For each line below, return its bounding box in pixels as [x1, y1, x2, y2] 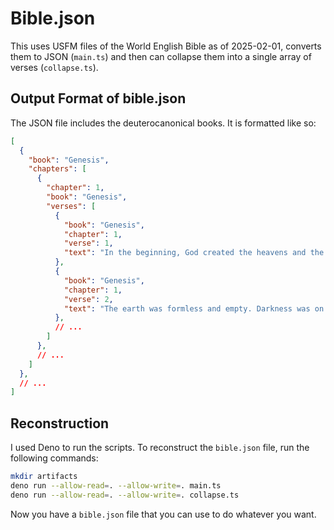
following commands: [10, 452, 99, 464]
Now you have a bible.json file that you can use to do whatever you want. [10, 508, 317, 520]
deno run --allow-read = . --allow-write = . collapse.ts [10, 490, 240, 500]
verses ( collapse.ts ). [10, 61, 99, 73]
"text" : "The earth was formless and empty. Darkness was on [63, 303, 325, 314]
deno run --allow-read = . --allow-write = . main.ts [10, 480, 222, 491]
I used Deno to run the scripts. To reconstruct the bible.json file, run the [10, 442, 310, 454]
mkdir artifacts [10, 472, 78, 482]
